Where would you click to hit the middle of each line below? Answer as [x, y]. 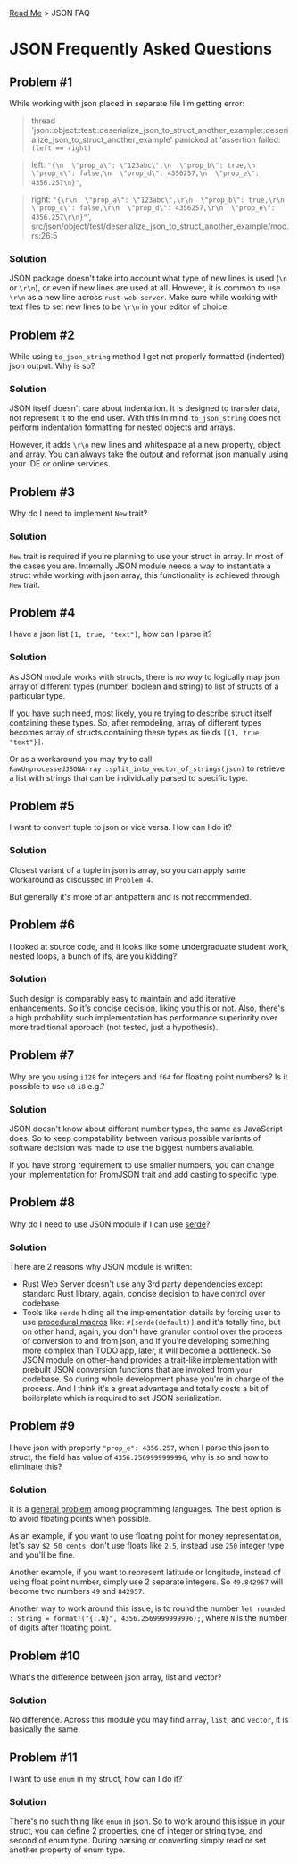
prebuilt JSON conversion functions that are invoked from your [137, 1370]
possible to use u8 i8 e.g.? [57, 1086]
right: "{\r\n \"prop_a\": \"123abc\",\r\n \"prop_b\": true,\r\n [158, 199]
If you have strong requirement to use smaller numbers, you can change [142, 1164]
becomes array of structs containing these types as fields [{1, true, [136, 732]
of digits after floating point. [60, 1628]
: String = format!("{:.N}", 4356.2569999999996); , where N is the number [149, 1618]
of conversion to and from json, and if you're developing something [146, 1341]
